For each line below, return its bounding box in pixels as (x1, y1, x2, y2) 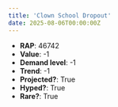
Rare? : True (19, 91, 59, 101)
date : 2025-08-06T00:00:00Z (8, 19, 101, 27)
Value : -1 (19, 49, 50, 59)
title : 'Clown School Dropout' (8, 11, 112, 20)
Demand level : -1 (19, 57, 77, 67)
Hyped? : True (19, 82, 66, 92)
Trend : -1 (19, 66, 50, 75)
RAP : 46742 (19, 40, 59, 50)
